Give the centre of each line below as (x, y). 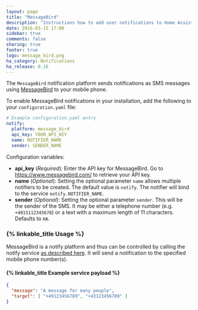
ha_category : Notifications (41, 61)
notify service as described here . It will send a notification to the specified (96, 253)
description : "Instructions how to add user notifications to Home (91, 22)
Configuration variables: (35, 156)
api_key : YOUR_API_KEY (39, 135)
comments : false (26, 39)
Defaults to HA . (32, 218)
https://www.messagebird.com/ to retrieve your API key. (83, 174)
